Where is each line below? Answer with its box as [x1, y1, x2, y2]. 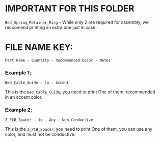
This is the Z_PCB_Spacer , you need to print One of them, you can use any [5, 126, 153, 132]
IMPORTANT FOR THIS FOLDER [5, 3, 134, 14]
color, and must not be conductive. [5, 131, 76, 138]
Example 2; [5, 107, 33, 114]
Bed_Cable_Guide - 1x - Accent [5, 81, 69, 85]
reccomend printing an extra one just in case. [5, 24, 97, 30]
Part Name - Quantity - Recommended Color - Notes [5, 57, 111, 63]
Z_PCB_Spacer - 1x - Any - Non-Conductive [5, 117, 93, 123]
